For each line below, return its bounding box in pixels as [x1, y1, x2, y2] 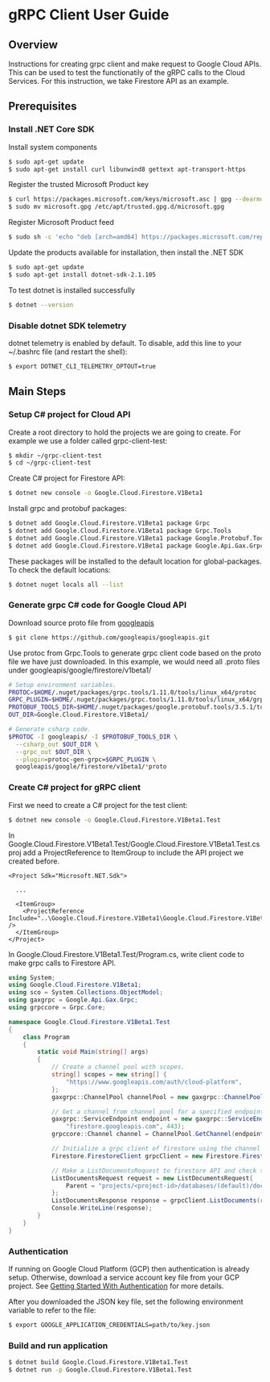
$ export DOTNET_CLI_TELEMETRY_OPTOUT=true [8, 362, 157, 370]
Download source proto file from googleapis [8, 618, 154, 627]
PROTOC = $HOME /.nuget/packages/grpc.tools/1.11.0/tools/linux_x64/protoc [8, 688, 257, 697]
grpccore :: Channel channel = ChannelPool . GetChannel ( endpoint [51, 1130, 264, 1138]
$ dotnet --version [8, 301, 74, 309]
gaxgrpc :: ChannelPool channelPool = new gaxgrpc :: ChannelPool [51, 1093, 264, 1101]
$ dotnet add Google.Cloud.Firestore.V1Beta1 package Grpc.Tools [8, 527, 231, 535]
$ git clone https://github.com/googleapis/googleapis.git [8, 633, 211, 642]
